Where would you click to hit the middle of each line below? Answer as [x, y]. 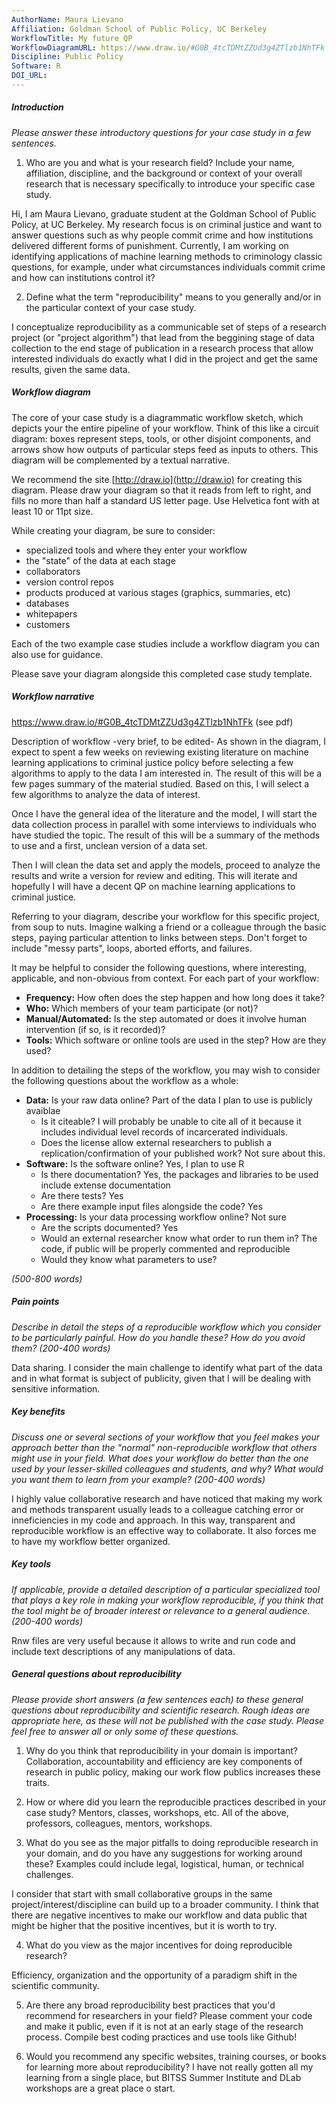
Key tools [31, 1564]
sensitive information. [56, 1388]
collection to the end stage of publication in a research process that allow [162, 348]
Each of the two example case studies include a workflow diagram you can [166, 643]
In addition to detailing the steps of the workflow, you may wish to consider [166, 1070]
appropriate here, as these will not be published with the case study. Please [168, 1720]
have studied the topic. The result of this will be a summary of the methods [166, 835]
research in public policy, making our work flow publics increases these [173, 1772]
